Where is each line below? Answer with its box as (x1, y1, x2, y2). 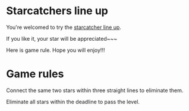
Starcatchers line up (6, 4, 108, 18)
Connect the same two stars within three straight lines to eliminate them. (6, 87, 184, 94)
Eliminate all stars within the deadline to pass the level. (6, 98, 140, 105)
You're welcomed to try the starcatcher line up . (6, 24, 122, 31)
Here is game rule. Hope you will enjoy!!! (6, 46, 105, 54)
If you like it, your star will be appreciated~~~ (6, 35, 118, 42)
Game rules (6, 67, 64, 81)
